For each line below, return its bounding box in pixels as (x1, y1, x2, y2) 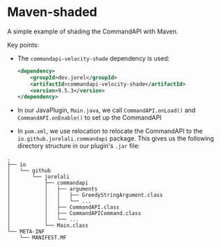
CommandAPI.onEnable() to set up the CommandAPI (17, 113, 162, 122)
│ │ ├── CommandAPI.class (7, 204, 120, 211)
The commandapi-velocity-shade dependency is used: (17, 54, 170, 63)
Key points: (7, 40, 40, 49)
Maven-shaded (7, 4, 97, 20)
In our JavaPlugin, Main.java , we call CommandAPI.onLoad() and (17, 106, 196, 115)
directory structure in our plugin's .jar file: (17, 142, 140, 150)
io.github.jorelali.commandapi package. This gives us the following (17, 134, 214, 143)
